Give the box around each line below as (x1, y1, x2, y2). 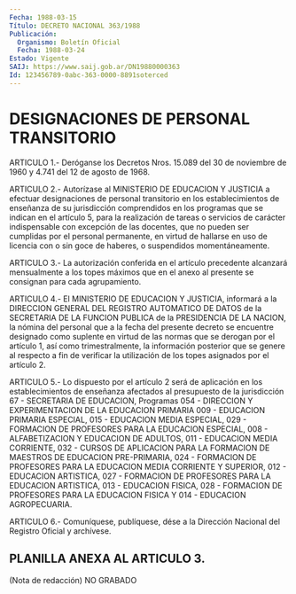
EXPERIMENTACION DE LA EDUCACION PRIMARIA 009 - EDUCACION (9, 404, 266, 415)
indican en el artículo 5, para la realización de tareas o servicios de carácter (9, 212, 286, 223)
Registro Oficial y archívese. (9, 525, 112, 536)
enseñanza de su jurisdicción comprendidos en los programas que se (9, 202, 264, 213)
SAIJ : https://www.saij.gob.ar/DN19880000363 (9, 63, 180, 72)
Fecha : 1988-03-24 (17, 46, 86, 55)
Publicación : (9, 29, 58, 38)
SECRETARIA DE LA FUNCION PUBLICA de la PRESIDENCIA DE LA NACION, (9, 312, 286, 323)
